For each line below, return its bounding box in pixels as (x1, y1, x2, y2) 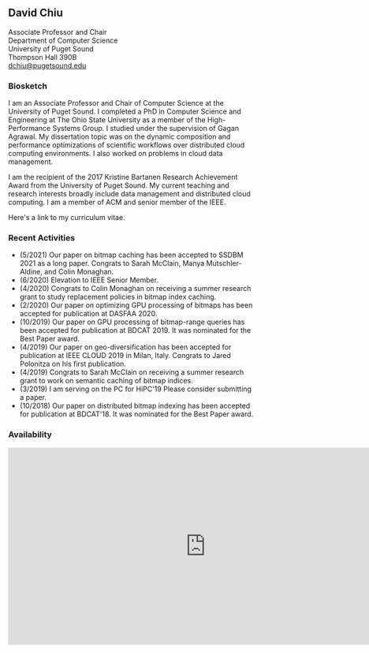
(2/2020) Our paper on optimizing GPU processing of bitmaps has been (19, 300, 253, 310)
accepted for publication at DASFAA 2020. (19, 309, 158, 319)
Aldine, (19, 267, 43, 277)
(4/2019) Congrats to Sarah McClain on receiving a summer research (19, 368, 244, 377)
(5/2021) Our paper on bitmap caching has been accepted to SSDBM (19, 250, 244, 259)
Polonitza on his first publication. (19, 359, 126, 369)
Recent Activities (8, 233, 76, 244)
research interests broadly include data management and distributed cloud (8, 189, 251, 199)
